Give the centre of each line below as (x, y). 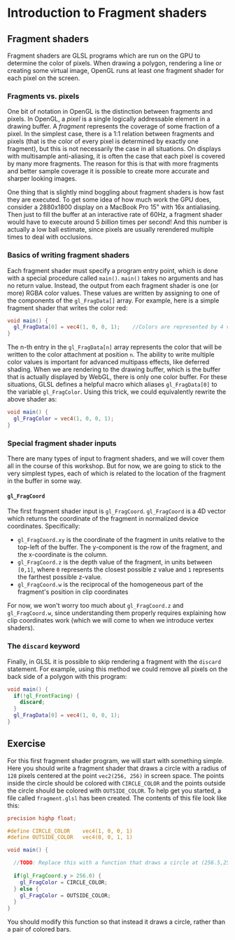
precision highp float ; (42, 818)
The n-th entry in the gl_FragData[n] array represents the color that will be (115, 347)
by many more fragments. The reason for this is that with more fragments (113, 164)
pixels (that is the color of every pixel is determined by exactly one (103, 141)
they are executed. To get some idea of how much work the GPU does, (109, 200)
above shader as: (32, 399)
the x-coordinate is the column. (63, 555)
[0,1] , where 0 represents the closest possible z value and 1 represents (121, 569)
